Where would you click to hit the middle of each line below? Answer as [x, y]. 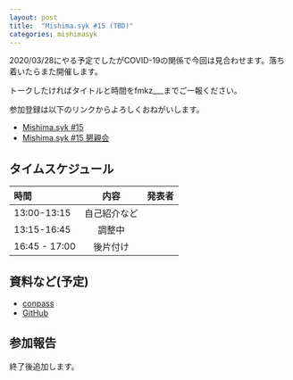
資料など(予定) [49, 281]
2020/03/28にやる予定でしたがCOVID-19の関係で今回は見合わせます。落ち [147, 61]
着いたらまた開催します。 [56, 71]
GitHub [35, 313]
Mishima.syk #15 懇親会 [66, 138]
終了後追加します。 [44, 366]
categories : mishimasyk [54, 34]
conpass [38, 303]
